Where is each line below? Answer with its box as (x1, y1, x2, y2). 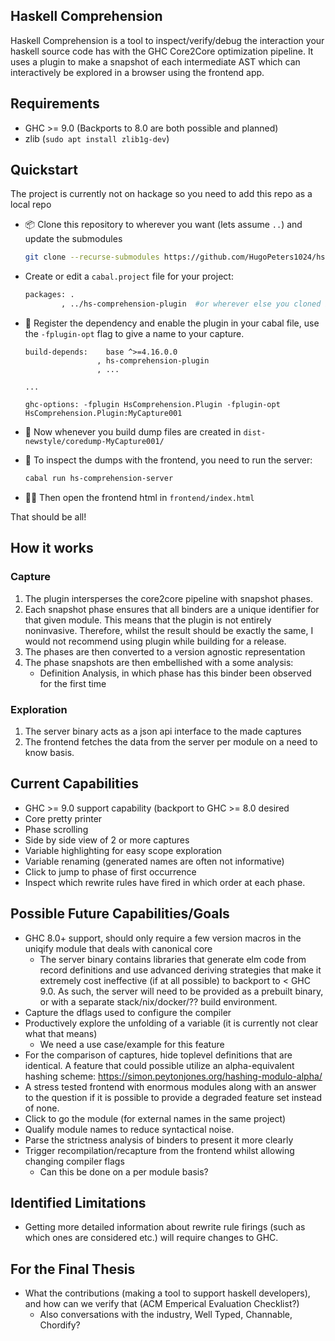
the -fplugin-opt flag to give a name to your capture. (24, 328, 245, 340)
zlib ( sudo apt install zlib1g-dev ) (24, 132, 170, 144)
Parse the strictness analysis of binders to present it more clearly (24, 1134, 294, 1146)
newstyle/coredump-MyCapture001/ (24, 437, 165, 447)
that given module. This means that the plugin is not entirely (24, 614, 272, 626)
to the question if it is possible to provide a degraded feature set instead (24, 1091, 322, 1103)
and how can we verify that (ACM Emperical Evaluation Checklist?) (24, 1298, 300, 1310)
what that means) (24, 1027, 98, 1039)
